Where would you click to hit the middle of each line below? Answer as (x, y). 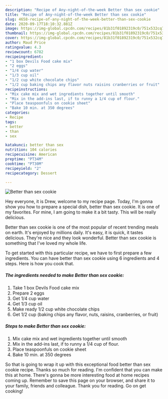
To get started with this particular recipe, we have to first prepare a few (78, 253)
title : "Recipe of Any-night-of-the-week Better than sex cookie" (76, 15)
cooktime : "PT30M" (24, 164)
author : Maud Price (25, 43)
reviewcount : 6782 (24, 52)
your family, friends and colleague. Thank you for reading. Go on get (76, 386)
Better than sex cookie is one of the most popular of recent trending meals (82, 227)
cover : (12, 38)
